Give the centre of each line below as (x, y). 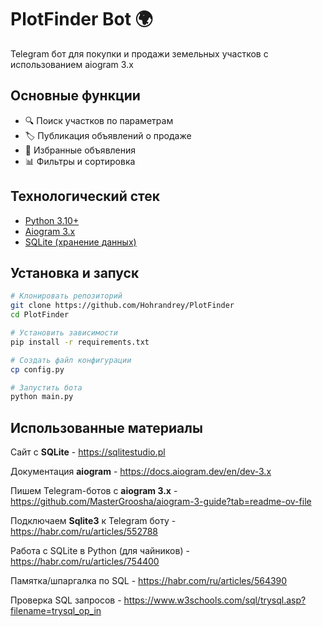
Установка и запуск (75, 272)
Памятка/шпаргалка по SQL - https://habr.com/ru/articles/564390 (149, 581)
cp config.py (37, 369)
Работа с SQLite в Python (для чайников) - (100, 551)
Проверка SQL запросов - (66, 600)
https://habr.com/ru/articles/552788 (84, 532)
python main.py (42, 397)
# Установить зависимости (64, 333)
